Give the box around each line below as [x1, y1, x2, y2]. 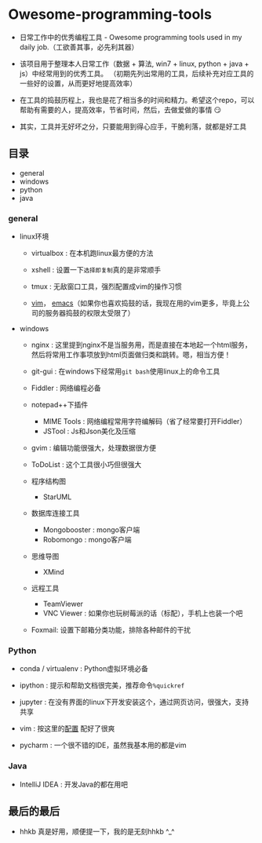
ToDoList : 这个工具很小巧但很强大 [31, 460, 142, 469]
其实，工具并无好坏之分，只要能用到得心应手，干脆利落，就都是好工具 [19, 122, 247, 131]
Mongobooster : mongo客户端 [42, 525, 140, 535]
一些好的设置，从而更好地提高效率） [19, 78, 137, 88]
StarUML [42, 492, 72, 502]
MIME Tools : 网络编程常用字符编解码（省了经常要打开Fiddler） [42, 417, 247, 426]
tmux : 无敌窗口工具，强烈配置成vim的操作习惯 [31, 282, 182, 291]
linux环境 [19, 232, 49, 241]
